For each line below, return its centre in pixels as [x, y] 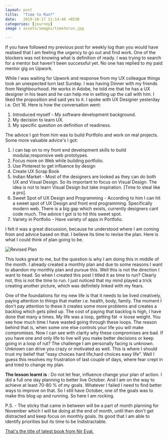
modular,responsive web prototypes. [50, 156]
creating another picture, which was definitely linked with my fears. [74, 286]
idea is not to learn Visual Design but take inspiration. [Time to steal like [86, 187]
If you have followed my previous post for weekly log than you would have [82, 47]
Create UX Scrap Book [36, 172]
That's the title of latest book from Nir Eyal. [50, 431]
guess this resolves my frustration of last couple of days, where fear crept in [84, 360]
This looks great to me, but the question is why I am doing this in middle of [82, 259]
